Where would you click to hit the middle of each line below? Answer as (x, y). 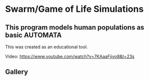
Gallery (17, 72)
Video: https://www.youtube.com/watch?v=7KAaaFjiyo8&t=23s (70, 56)
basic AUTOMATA (34, 35)
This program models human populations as (75, 27)
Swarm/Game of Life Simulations (74, 9)
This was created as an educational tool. (46, 47)
